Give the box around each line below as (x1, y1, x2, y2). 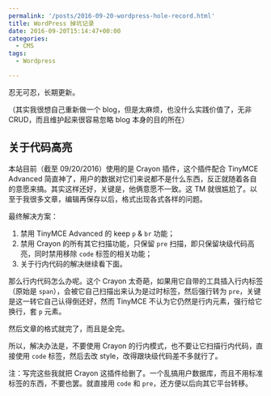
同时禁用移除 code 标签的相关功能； (34, 249, 153, 258)
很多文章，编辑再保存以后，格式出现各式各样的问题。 (29, 194, 207, 203)
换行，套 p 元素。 (8, 306, 66, 316)
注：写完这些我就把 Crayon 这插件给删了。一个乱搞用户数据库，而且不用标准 (8, 368, 264, 377)
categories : (8, 34, 49, 43)
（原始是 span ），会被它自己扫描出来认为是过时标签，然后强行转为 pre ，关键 (8, 286, 261, 296)
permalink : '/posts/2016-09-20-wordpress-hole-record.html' (8, 11, 216, 20)
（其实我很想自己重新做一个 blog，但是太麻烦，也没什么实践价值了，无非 (8, 104, 252, 114)
